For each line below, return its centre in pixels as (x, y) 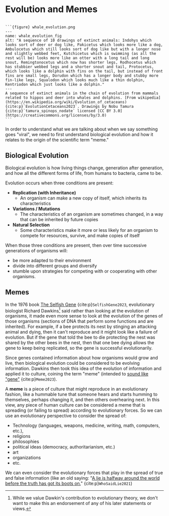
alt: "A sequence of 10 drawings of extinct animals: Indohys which (78, 40)
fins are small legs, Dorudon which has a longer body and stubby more (82, 76)
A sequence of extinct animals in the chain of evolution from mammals (82, 93)
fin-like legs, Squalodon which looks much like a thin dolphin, (75, 80)
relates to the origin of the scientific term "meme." (57, 140)
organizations (27, 458)
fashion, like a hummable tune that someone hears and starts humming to (81, 395)
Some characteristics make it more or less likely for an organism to (89, 230)
